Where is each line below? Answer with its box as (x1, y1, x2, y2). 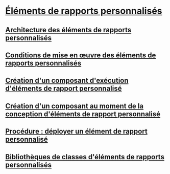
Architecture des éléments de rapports (5, 26, 132, 34)
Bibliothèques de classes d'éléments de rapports (5, 153, 165, 161)
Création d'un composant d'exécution (5, 76, 129, 85)
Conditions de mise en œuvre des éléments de (5, 51, 156, 59)
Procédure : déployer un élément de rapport (5, 127, 148, 136)
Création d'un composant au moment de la (5, 101, 144, 110)
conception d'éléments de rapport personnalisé (5, 110, 161, 118)
